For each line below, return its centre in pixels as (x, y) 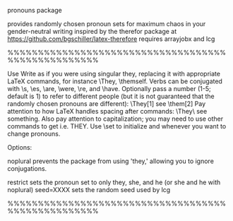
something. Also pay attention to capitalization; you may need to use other (115, 119)
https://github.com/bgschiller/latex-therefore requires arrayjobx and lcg (111, 39)
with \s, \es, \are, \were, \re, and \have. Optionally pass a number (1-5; (109, 89)
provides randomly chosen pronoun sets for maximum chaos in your (107, 24)
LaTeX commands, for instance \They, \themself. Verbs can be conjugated (115, 81)
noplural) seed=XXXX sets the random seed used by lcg (89, 190)
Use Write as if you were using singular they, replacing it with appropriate (114, 74)
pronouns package (35, 10)
